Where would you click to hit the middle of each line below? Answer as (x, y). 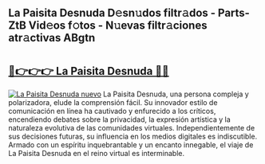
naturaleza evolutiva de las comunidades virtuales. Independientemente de (132, 128)
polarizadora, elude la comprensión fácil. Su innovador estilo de (113, 102)
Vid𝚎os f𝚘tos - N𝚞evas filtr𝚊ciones (118, 26)
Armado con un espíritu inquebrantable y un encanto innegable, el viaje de (131, 145)
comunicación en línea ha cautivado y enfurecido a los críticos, (112, 111)
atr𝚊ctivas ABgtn (52, 38)
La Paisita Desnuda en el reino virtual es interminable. (97, 153)
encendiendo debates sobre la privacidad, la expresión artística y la (119, 119)
